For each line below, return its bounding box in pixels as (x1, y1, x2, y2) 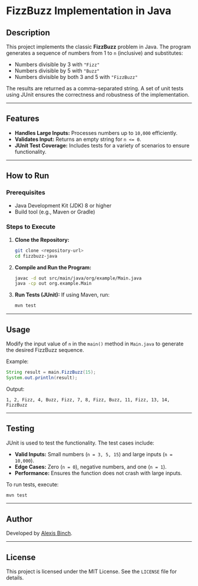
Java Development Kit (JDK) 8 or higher (14, 202, 112, 209)
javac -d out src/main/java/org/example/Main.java (14, 275, 142, 281)
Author (6, 514, 32, 524)
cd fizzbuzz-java (14, 253, 58, 259)
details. (6, 574, 24, 581)
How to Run (6, 171, 49, 181)
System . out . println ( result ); (6, 374, 78, 381)
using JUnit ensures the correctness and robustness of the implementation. (6, 91, 190, 98)
